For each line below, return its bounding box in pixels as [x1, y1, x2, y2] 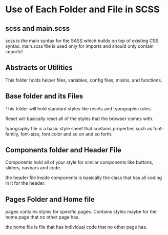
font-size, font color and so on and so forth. [20, 131, 113, 137]
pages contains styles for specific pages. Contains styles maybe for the [5, 209, 157, 215]
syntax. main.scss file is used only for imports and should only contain [5, 43, 154, 49]
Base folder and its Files [5, 92, 83, 101]
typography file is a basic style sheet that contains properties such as [5, 125, 153, 131]
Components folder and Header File [5, 146, 121, 154]
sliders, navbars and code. [5, 165, 61, 171]
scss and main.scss [5, 24, 70, 33]
